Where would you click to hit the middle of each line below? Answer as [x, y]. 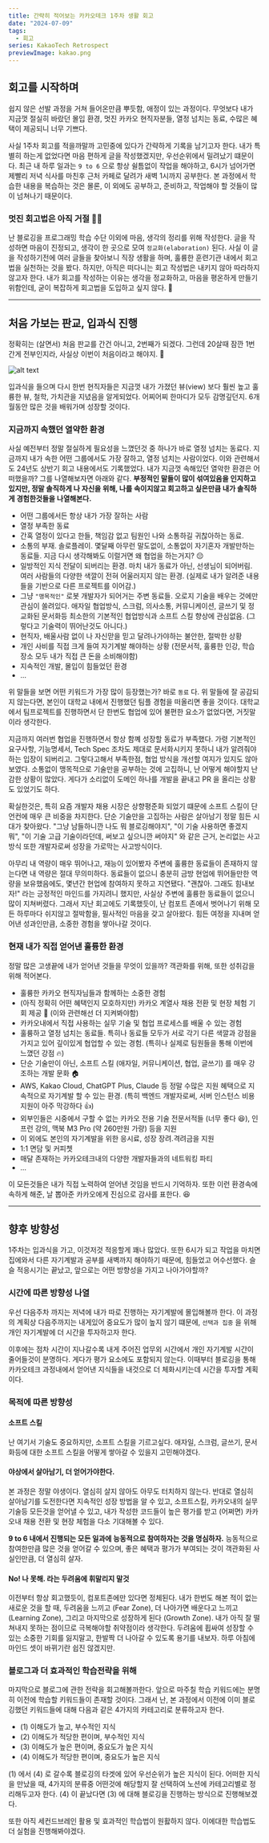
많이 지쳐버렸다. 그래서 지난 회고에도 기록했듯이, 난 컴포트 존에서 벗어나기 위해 [130, 903]
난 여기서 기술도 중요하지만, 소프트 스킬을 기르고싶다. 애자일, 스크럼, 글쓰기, [125, 1441]
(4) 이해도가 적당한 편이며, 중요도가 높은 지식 [90, 1757]
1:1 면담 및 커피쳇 [46, 1148]
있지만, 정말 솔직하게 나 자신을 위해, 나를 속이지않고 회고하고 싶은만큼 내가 [122, 489]
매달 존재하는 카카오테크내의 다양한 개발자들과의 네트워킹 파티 [116, 1158]
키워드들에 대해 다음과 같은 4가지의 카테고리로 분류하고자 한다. [126, 1710]
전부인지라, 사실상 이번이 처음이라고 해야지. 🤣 [94, 353]
